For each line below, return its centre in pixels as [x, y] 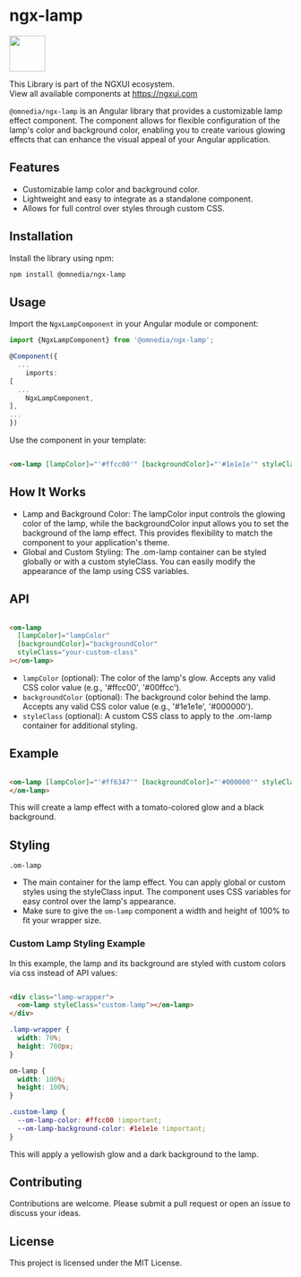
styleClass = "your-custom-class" [78, 653]
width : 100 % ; [42, 1079]
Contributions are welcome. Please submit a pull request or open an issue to [150, 1204]
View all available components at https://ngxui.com [103, 93]
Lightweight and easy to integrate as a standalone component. [138, 199]
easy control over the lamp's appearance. [99, 902]
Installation [41, 237]
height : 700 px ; [46, 1046]
